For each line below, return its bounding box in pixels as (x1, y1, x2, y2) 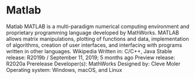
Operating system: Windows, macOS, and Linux (6, 66, 122, 73)
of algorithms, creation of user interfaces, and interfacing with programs (6, 42, 182, 49)
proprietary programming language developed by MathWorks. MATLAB (6, 29, 179, 36)
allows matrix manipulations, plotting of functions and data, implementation (6, 35, 189, 42)
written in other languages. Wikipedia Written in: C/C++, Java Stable (6, 47, 173, 54)
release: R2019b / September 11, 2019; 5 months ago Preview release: (6, 54, 175, 61)
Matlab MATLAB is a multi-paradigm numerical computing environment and (6, 23, 190, 30)
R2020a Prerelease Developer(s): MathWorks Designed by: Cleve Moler (6, 60, 181, 67)
